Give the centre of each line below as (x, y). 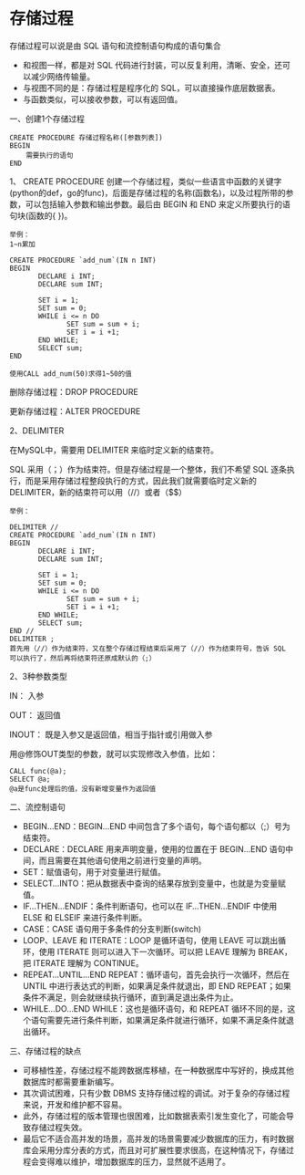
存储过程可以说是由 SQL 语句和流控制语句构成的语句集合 (115, 46)
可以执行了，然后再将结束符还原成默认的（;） (83, 658)
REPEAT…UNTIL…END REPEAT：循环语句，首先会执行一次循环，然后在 (156, 974)
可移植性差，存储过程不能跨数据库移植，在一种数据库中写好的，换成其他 (158, 1070)
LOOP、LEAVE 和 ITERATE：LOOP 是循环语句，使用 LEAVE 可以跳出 (150, 940)
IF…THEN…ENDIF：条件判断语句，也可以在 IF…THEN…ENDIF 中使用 (150, 906)
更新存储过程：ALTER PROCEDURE (75, 411)
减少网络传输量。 (63, 76)
